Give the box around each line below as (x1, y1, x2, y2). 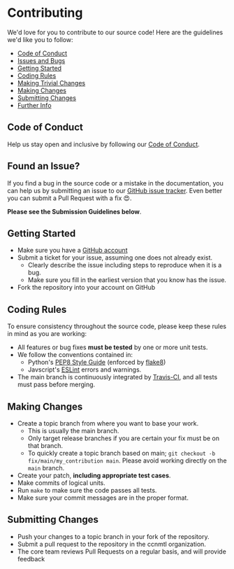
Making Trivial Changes (17, 78, 86, 87)
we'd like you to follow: (7, 35, 73, 43)
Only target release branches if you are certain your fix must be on (27, 434, 220, 442)
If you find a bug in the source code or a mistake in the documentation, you (7, 178, 224, 187)
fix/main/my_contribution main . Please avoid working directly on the (27, 456, 227, 465)
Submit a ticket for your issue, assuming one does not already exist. (17, 253, 213, 262)
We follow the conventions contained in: (17, 351, 133, 359)
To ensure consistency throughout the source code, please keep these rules (7, 322, 227, 330)
